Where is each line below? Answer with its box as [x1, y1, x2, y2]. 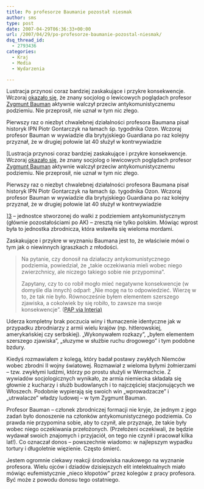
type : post [6, 20, 34, 26]
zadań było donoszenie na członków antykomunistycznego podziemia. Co [6, 412, 192, 420]
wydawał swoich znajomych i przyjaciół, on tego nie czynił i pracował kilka [6, 432, 193, 439]
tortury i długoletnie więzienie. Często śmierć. [6, 445, 122, 452]
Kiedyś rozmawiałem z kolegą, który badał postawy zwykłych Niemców [6, 356, 186, 363]
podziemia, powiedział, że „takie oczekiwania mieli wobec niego [21, 262, 183, 269]
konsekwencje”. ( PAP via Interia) [21, 306, 102, 314]
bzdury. [6, 343, 26, 351]
